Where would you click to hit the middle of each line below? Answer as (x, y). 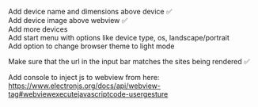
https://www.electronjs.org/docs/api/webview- (84, 86)
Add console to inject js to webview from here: (84, 77)
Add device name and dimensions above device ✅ (90, 11)
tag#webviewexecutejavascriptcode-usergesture (88, 94)
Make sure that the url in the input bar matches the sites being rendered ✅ (129, 61)
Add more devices (38, 29)
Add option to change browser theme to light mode (91, 46)
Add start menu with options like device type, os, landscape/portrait (119, 38)
